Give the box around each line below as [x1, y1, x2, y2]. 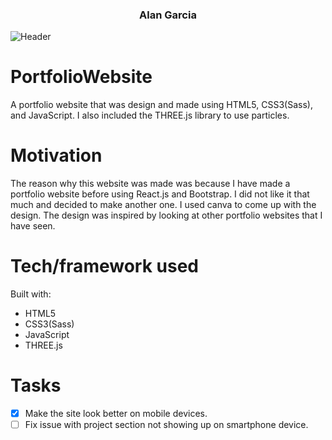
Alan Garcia [139, 8, 197, 22]
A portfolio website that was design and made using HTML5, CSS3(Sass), [10, 99, 313, 111]
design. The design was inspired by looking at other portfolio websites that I [10, 209, 323, 222]
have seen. [10, 220, 56, 232]
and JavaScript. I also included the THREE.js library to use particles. [10, 109, 290, 122]
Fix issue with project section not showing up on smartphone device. [24, 419, 309, 431]
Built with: [10, 288, 52, 300]
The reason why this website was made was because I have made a [10, 178, 291, 190]
